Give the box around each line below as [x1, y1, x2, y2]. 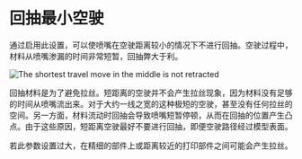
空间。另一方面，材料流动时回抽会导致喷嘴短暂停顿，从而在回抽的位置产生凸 [9, 110, 293, 120]
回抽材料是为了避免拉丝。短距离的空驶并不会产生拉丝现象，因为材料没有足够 [9, 87, 293, 98]
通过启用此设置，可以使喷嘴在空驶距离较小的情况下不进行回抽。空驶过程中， [9, 40, 293, 50]
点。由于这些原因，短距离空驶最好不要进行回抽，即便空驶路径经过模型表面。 [9, 120, 293, 131]
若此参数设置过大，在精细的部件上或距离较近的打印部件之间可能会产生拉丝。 [9, 140, 293, 151]
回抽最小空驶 [9, 8, 105, 29]
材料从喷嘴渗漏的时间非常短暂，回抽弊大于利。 [9, 50, 182, 61]
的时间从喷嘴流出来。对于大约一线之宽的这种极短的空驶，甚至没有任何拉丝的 [9, 98, 293, 109]
